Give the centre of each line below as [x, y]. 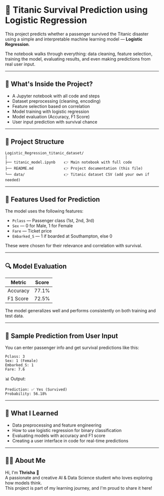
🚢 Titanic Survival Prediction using [76, 10]
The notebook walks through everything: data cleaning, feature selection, [79, 54]
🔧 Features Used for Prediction [52, 199]
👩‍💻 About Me [25, 461]
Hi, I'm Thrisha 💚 [22, 472]
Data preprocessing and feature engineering [57, 425]
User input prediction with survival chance [55, 122]
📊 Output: [15, 379]
